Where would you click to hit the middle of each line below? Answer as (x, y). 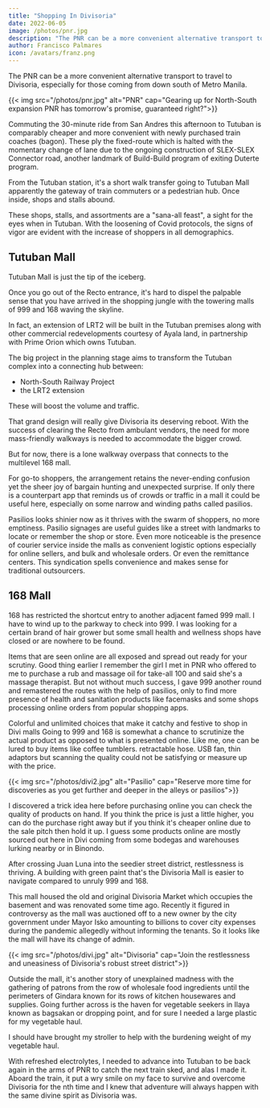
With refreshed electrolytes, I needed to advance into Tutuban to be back (130, 1061)
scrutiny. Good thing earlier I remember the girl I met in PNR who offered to (133, 664)
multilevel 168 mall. (40, 462)
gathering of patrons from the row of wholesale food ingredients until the (129, 987)
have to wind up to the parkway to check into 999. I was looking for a (123, 624)
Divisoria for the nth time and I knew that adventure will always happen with (133, 1086)
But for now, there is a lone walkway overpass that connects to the (119, 454)
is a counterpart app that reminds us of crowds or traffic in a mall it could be (134, 495)
